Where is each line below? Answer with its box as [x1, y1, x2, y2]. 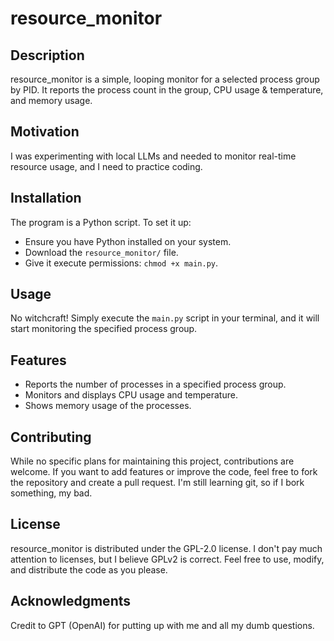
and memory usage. [10, 95, 93, 106]
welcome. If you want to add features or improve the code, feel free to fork [10, 466, 318, 478]
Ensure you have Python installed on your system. [24, 235, 232, 247]
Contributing [10, 428, 92, 446]
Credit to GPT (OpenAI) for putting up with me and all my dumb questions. [10, 619, 315, 631]
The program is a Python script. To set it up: [10, 216, 192, 228]
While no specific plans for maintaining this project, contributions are [10, 455, 295, 467]
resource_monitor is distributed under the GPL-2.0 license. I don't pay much [10, 542, 323, 554]
